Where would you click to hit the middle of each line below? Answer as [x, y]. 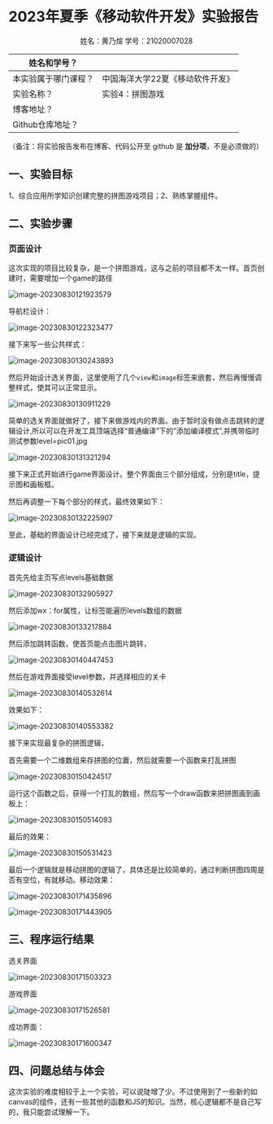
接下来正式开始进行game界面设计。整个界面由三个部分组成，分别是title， [131, 474]
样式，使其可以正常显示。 [58, 388]
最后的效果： [30, 836]
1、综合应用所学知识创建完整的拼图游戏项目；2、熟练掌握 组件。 [115, 195]
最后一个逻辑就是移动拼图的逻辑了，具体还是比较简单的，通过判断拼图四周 [133, 869]
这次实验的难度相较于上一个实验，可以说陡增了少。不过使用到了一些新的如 [133, 1091]
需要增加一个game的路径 [71, 279]
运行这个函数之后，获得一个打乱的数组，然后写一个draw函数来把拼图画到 [131, 793]
